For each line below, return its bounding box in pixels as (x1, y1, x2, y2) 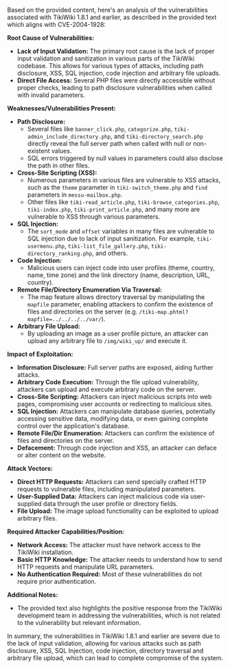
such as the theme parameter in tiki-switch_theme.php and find (27, 184, 208, 191)
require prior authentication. (16, 578, 97, 585)
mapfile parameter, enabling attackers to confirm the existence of (27, 300, 214, 308)
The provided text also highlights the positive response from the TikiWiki (16, 604, 222, 612)
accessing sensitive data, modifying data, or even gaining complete (16, 415, 208, 422)
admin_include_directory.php (27, 133, 111, 140)
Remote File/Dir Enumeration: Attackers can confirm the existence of (16, 429, 215, 437)
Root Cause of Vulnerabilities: (7, 34, 95, 42)
